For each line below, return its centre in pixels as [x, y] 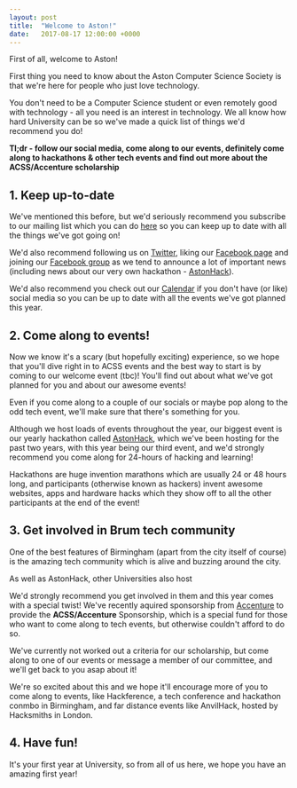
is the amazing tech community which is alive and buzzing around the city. [145, 561]
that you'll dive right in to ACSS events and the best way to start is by [135, 366]
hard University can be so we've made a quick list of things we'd [127, 122]
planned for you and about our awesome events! [98, 385]
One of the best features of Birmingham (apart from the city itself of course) [148, 552]
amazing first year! [43, 774]
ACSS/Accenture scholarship [64, 167]
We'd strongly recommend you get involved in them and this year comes [141, 595]
